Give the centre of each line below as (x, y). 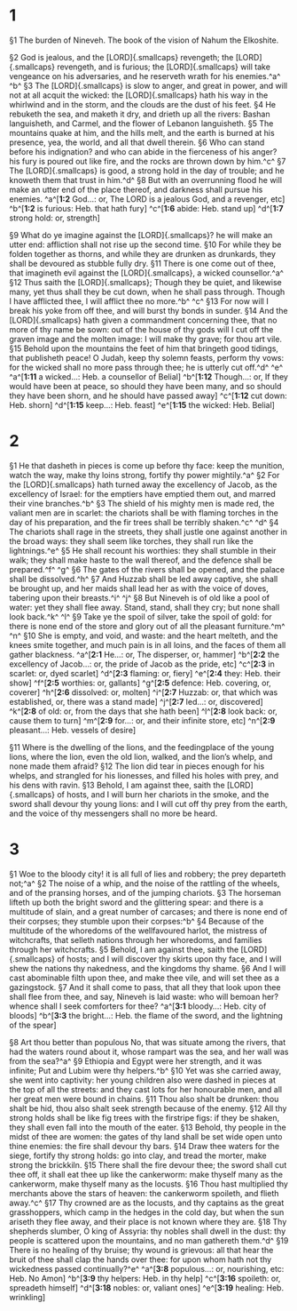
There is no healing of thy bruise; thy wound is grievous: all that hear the (141, 1250)
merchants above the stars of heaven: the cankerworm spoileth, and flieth (144, 1193)
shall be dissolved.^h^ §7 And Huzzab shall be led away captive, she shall (144, 579)
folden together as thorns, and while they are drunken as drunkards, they (143, 253)
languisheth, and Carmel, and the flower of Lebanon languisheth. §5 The (141, 123)
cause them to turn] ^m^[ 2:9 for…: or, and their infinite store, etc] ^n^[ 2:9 (142, 720)
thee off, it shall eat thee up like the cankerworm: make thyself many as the (146, 1174)
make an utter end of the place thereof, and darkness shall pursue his (136, 189)
